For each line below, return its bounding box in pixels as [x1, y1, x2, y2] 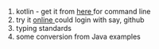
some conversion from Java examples [15, 32, 142, 41]
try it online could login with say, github [15, 15, 145, 24]
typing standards [15, 24, 72, 32]
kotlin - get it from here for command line [15, 7, 151, 16]
